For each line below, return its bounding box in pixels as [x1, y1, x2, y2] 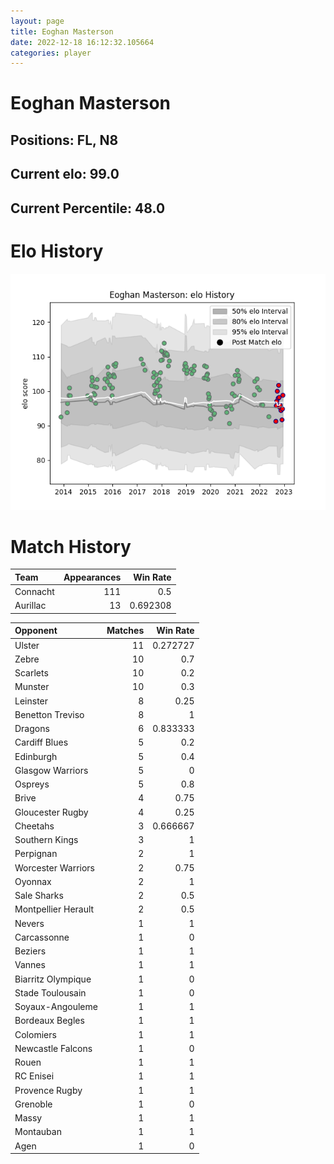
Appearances [63, 571, 122, 583]
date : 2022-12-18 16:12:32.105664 [10, 37, 155, 47]
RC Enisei [14, 1070, 55, 1082]
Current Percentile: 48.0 [10, 200, 166, 217]
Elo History [10, 240, 104, 262]
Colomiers [14, 1028, 57, 1040]
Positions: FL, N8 [10, 131, 119, 149]
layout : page [10, 16, 65, 26]
